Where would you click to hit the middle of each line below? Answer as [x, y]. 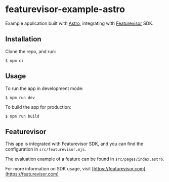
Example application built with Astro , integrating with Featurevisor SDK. [79, 23]
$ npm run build [22, 116]
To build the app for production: [38, 107]
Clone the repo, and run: [31, 51]
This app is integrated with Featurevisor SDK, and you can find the [74, 144]
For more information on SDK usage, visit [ [50, 169]
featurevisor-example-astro [65, 9]
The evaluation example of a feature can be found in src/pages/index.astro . [85, 159]
